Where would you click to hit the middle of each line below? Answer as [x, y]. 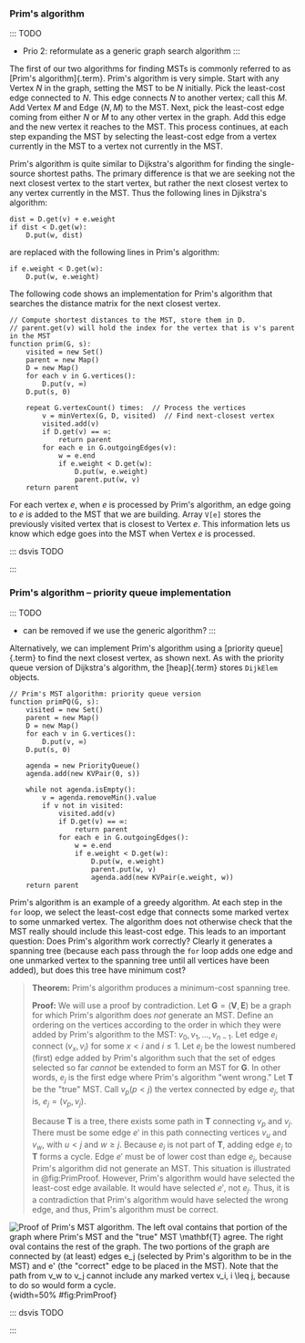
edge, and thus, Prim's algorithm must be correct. [125, 1209]
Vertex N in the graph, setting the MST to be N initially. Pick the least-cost [147, 88]
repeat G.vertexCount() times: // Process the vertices [136, 408]
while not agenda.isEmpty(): [81, 790]
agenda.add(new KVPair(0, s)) [83, 773]
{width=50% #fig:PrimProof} [63, 1295]
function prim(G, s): [51, 345]
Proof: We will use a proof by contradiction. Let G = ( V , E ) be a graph [161, 1005]
